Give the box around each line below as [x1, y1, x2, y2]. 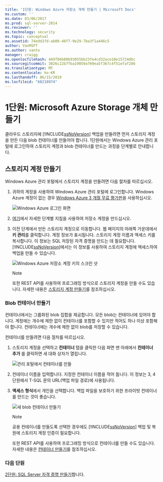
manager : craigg [5, 52, 38, 57]
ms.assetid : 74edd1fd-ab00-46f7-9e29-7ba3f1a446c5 [5, 39, 110, 44]
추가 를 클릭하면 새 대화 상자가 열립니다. [12, 350, 87, 356]
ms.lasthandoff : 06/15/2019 [5, 75, 62, 80]
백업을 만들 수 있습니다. [12, 250, 57, 256]
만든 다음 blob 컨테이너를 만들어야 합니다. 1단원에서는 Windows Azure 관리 [10, 137, 153, 143]
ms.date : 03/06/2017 [5, 16, 47, 21]
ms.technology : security [5, 30, 55, 34]
